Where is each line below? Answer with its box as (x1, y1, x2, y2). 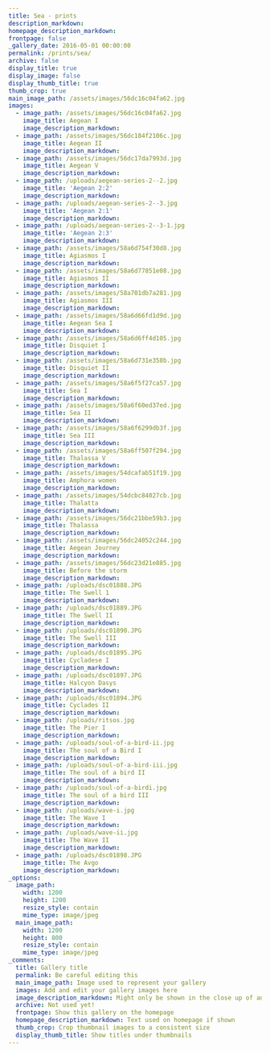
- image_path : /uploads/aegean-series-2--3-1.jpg (15, 222, 185, 230)
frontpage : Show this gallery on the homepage (15, 1008, 174, 1017)
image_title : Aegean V (22, 162, 99, 170)
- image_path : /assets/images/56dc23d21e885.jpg (15, 559, 182, 567)
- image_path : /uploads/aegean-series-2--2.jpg (15, 177, 178, 185)
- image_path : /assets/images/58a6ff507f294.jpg (15, 447, 182, 455)
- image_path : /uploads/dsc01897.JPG (15, 671, 142, 680)
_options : (8, 874, 42, 882)
